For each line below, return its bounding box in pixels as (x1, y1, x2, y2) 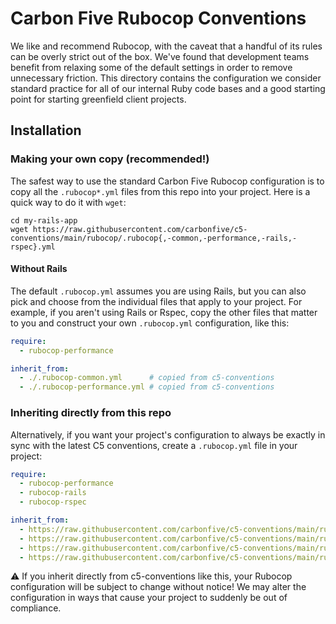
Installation (10, 122, 82, 139)
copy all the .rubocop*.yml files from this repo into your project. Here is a (10, 185, 311, 197)
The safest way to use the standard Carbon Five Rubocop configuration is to (10, 175, 325, 187)
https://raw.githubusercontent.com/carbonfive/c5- (32, 224, 248, 234)
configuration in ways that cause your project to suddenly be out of (10, 592, 288, 604)
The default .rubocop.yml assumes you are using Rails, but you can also (10, 285, 307, 297)
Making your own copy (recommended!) (10, 152, 210, 166)
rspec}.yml (10, 242, 56, 252)
